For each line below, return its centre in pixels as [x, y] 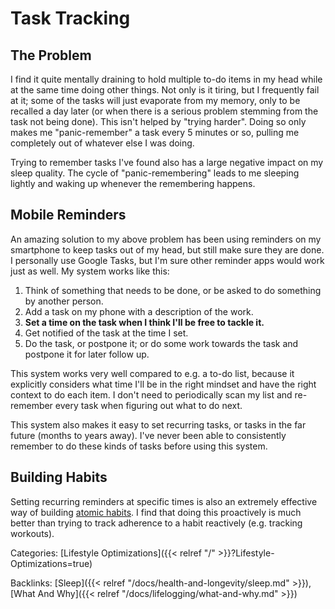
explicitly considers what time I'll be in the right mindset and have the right [163, 384]
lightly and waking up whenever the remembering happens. [133, 183]
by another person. [64, 301]
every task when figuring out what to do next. [148, 405]
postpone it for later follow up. [87, 354]
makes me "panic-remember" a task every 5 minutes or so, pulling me [155, 132]
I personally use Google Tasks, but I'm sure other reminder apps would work [167, 260]
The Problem [51, 55]
